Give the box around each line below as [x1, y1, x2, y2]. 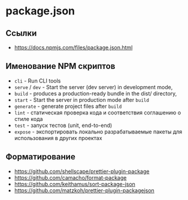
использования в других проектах [14, 134, 102, 141]
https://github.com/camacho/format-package [14, 174, 127, 181]
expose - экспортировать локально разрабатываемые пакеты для [14, 128, 183, 135]
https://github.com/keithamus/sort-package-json [14, 180, 136, 187]
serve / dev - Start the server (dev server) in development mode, [14, 83, 173, 90]
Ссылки [5, 28, 37, 38]
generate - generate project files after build [14, 102, 122, 110]
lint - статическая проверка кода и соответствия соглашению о [14, 109, 181, 116]
